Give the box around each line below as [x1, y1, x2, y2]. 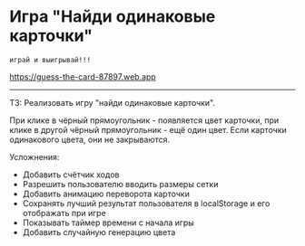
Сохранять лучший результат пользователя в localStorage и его [22, 197, 271, 209]
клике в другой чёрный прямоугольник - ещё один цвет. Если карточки [9, 124, 288, 135]
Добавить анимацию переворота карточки [22, 188, 191, 199]
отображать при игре [22, 207, 106, 218]
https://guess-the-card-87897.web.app [9, 71, 156, 82]
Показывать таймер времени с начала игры [22, 217, 195, 228]
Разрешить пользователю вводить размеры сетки [22, 178, 219, 189]
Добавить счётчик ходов [22, 169, 120, 180]
